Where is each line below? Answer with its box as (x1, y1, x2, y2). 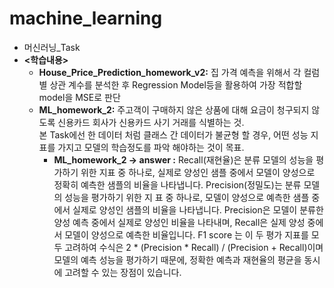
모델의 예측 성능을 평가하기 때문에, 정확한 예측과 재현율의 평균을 (53, 253, 302, 266)
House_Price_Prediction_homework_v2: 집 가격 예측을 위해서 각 (38, 66, 302, 78)
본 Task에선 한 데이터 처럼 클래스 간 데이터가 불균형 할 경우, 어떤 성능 (38, 128, 309, 141)
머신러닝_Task (23, 41, 81, 53)
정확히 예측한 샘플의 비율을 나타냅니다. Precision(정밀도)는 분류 (53, 178, 302, 191)
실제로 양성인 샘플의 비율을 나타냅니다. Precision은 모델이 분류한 (72, 203, 324, 216)
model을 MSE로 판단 (38, 91, 121, 103)
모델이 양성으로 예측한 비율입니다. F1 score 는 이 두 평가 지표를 (64, 228, 309, 241)
